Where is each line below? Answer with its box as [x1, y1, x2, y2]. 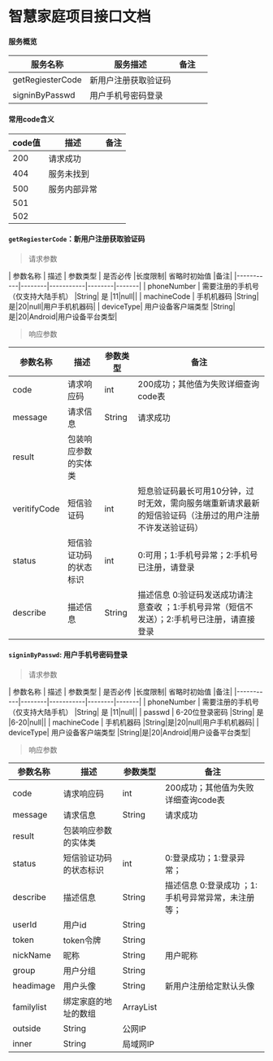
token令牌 [63, 935, 102, 945]
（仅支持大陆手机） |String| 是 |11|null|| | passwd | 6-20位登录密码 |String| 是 [8, 708, 264, 717]
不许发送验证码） [137, 522, 203, 533]
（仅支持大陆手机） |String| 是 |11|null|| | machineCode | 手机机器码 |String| [8, 291, 259, 301]
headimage [12, 980, 55, 991]
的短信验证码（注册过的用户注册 [137, 510, 260, 521]
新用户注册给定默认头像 [165, 980, 255, 992]
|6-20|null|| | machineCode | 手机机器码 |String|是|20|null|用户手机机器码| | [8, 717, 259, 727]
